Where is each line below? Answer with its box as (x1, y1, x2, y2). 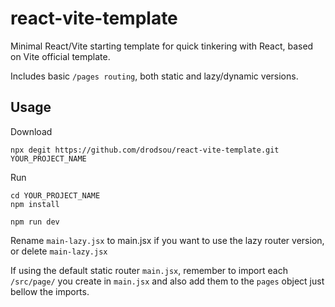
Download (10, 125, 53, 137)
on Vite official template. (10, 50, 111, 62)
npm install (10, 199, 60, 209)
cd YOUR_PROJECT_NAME (10, 190, 101, 201)
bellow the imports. (10, 285, 90, 297)
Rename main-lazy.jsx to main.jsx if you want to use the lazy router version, (10, 234, 325, 246)
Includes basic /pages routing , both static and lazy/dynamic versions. (10, 70, 299, 82)
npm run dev (10, 217, 60, 227)
